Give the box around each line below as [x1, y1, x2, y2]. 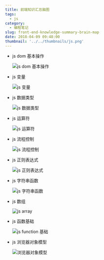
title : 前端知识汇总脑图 [5, 7, 50, 12]
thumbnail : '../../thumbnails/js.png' [5, 39, 84, 44]
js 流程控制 [12, 136, 34, 142]
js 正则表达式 [12, 157, 39, 163]
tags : [5, 12, 16, 17]
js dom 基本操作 [12, 53, 44, 59]
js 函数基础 [12, 218, 34, 224]
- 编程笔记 [9, 25, 29, 30]
